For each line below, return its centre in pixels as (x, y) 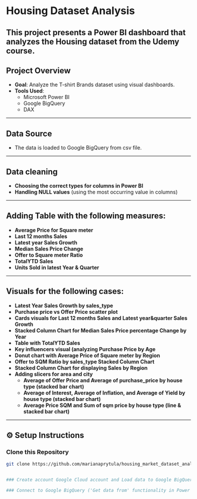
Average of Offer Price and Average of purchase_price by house (103, 380)
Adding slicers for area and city (54, 374)
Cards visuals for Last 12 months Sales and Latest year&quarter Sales (101, 318)
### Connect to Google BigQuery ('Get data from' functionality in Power (98, 491)
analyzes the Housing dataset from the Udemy (93, 41)
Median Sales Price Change (49, 249)
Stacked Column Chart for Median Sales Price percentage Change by (100, 330)
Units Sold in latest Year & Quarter (57, 267)
